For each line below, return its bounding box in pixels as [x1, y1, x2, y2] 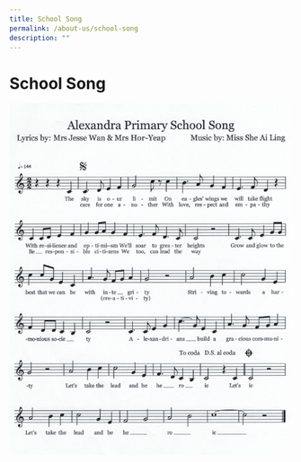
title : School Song [9, 14, 83, 23]
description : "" [9, 33, 70, 42]
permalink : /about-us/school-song [9, 23, 139, 33]
